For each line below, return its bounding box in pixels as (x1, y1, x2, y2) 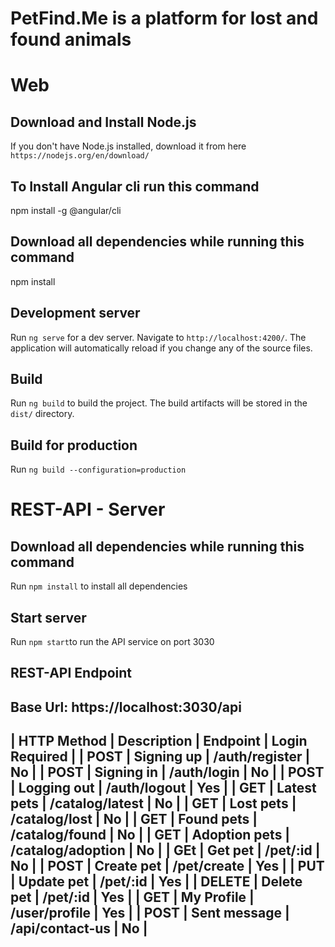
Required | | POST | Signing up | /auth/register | (10, 748, 311, 766)
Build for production (10, 437, 138, 454)
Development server (10, 305, 141, 322)
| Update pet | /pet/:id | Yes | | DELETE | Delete (10, 873, 303, 891)
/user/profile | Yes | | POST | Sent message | (10, 905, 290, 922)
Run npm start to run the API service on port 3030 (10, 636, 215, 648)
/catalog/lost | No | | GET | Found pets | (10, 811, 258, 828)
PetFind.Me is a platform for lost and (10, 7, 319, 30)
